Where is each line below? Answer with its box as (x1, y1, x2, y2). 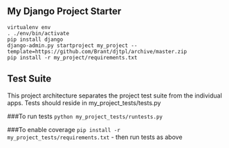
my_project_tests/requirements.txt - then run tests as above (7, 133, 183, 141)
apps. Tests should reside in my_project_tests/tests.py (7, 98, 161, 107)
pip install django (7, 36, 64, 43)
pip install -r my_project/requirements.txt (7, 54, 138, 61)
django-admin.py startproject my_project (7, 41, 129, 49)
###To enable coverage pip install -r (7, 125, 121, 133)
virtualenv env (7, 24, 51, 30)
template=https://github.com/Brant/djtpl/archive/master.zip (7, 48, 187, 55)
